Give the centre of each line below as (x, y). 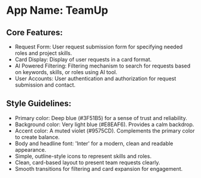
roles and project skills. (43, 53)
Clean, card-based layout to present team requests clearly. (87, 162)
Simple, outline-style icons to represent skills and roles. (83, 156)
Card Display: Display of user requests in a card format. (83, 59)
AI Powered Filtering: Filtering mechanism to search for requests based (103, 66)
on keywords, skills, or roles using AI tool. (66, 72)
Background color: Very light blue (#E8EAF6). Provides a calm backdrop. (104, 124)
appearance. (31, 149)
